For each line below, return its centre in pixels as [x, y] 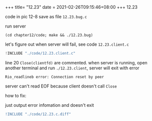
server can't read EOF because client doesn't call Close [61, 86]
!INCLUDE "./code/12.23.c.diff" [38, 114]
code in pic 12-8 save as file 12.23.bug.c [46, 16]
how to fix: [16, 95]
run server [15, 26]
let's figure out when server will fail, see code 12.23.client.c [67, 44]
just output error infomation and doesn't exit [50, 105]
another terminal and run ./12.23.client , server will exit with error [72, 68]
